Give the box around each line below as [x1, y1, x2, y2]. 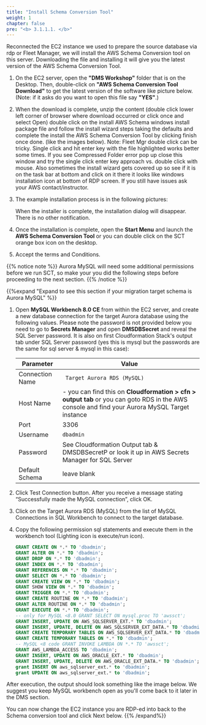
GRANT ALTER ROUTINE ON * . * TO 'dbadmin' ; [15, 601, 126, 607]
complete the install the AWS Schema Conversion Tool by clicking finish [15, 132, 197, 139]
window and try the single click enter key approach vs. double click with [15, 158, 198, 165]
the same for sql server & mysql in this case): [15, 345, 129, 352]
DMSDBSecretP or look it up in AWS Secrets [62, 448, 189, 457]
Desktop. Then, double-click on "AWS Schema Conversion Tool [15, 81, 178, 88]
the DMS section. [6, 694, 50, 701]
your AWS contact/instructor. [15, 184, 89, 191]
